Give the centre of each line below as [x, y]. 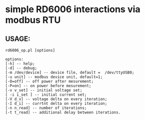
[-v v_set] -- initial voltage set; [44, 90]
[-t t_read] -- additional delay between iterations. [63, 112]
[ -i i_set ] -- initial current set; [46, 95]
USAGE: [18, 39]
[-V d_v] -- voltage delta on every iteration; [56, 99]
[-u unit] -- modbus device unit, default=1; [54, 77]
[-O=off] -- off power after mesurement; [50, 82]
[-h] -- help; [20, 64]
